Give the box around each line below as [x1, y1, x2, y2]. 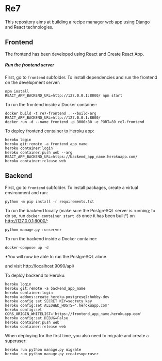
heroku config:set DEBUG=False [5, 315, 68, 320]
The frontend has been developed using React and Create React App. [5, 51, 144, 57]
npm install [5, 89, 29, 94]
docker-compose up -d [5, 245, 49, 250]
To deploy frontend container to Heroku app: [5, 128, 95, 134]
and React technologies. [5, 24, 54, 30]
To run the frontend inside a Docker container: [5, 101, 97, 107]
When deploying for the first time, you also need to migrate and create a [5, 332, 149, 338]
